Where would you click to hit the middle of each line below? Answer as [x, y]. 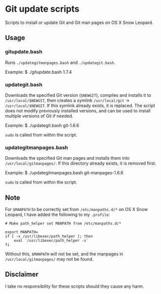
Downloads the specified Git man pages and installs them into [67, 158]
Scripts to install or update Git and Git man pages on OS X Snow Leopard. [79, 22]
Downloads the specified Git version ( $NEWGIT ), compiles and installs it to [78, 95]
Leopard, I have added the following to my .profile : [57, 215]
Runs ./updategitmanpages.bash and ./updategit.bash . [60, 63]
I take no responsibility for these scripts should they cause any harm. [75, 286]
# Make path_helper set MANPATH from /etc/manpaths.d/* [63, 224]
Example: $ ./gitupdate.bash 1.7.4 [38, 72]
